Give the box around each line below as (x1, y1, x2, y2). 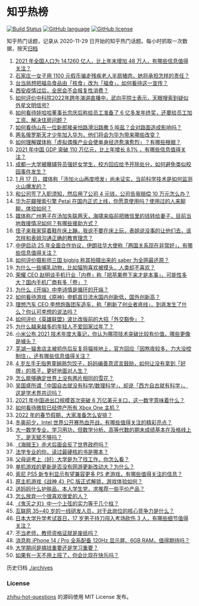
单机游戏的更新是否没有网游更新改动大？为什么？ (15, 463, 135, 470)
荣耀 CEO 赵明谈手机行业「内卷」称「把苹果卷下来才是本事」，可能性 (15, 271, 182, 278)
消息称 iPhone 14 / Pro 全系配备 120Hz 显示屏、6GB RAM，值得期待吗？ (15, 536, 190, 543)
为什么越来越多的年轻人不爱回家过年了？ (15, 323, 114, 330)
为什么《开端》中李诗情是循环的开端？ (15, 286, 109, 293)
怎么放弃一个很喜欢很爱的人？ (15, 492, 88, 499)
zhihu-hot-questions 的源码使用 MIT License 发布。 (6, 594, 132, 601)
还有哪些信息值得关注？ (33, 352, 91, 359)
